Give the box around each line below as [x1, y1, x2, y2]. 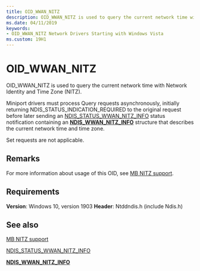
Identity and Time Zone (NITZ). [6, 88, 82, 95]
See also [6, 220, 39, 230]
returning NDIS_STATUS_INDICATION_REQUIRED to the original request [6, 105, 182, 113]
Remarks [6, 154, 40, 164]
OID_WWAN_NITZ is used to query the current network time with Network [6, 82, 187, 89]
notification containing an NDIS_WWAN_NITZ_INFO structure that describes [6, 119, 195, 126]
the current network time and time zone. [6, 124, 105, 132]
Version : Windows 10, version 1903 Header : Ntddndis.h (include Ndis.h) [6, 203, 183, 210]
